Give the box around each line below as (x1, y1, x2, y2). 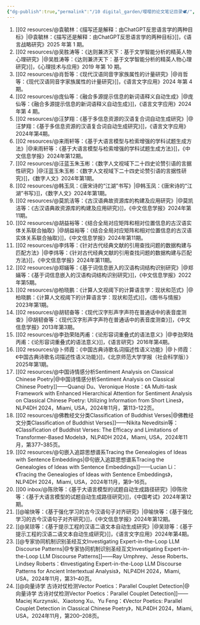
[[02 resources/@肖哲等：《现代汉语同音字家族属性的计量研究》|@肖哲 (15, 70, 188, 77)
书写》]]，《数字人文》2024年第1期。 (23, 189, 110, 196)
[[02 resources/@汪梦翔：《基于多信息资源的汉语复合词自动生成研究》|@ (15, 115, 193, 122)
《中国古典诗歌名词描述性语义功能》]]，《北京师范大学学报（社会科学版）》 (15, 353, 192, 360)
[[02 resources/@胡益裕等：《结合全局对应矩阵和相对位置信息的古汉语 (15, 219, 187, 226)
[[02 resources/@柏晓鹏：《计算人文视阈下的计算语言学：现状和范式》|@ (15, 286, 193, 293)
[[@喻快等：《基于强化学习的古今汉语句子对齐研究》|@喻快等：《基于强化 (15, 508, 193, 515)
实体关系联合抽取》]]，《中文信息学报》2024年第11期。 (15, 234, 146, 241)
